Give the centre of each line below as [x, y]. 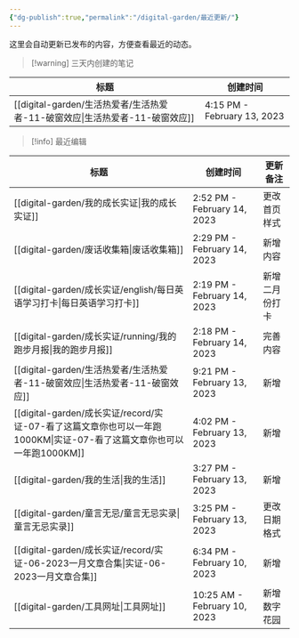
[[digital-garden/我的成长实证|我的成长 [95, 203]
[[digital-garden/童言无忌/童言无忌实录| [97, 513]
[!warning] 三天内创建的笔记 [82, 62]
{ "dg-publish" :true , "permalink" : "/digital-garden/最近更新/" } [124, 17]
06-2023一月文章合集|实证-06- [97, 563]
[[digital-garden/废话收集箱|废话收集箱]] [99, 249]
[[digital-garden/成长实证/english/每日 [94, 289]
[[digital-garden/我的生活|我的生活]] [90, 480]
